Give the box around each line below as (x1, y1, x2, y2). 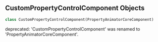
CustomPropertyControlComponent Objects (5, 4, 145, 12)
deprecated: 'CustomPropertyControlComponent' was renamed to (5, 26, 140, 32)
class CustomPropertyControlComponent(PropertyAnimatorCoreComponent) (5, 17, 154, 22)
